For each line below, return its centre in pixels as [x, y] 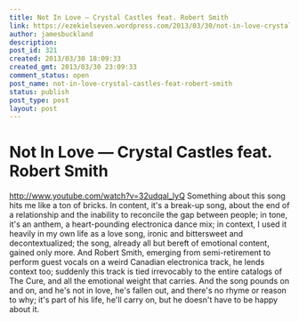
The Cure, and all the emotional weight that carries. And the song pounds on [149, 281]
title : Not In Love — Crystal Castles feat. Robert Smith [119, 17]
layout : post [33, 109]
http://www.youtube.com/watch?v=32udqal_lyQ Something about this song [148, 196]
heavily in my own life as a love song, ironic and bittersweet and [126, 234]
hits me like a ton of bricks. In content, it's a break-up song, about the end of [149, 205]
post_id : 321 [33, 51]
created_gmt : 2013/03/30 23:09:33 [73, 68]
